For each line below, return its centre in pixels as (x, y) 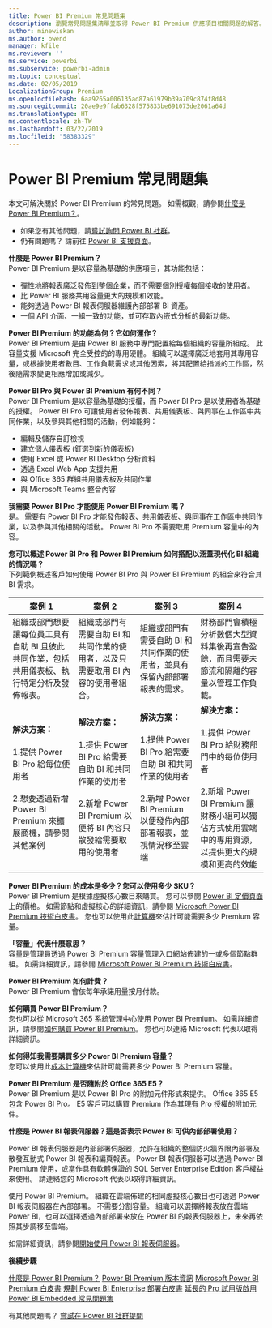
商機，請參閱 (45, 833)
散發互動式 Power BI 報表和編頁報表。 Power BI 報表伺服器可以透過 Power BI (136, 1158)
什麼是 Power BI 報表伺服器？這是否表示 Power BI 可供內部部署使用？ (123, 1131)
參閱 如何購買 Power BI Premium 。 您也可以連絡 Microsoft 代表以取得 (144, 1028)
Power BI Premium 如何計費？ (59, 981)
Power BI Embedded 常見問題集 (61, 1298)
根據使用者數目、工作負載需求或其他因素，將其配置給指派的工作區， (143, 363)
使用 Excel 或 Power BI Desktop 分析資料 (88, 458)
